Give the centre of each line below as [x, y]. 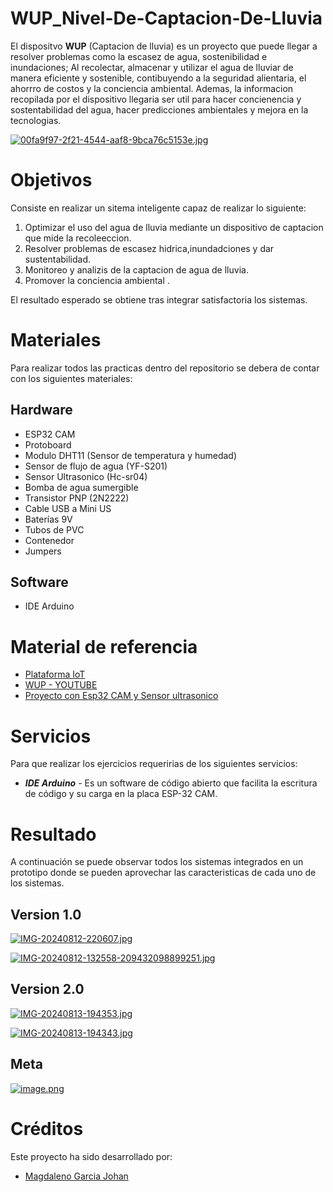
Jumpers [43, 551]
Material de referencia [104, 646]
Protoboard [48, 444]
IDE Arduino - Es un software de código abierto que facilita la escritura [171, 783]
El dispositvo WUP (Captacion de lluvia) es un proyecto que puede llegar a [164, 46]
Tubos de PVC [54, 529]
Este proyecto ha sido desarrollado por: [91, 1156]
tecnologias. [36, 120]
